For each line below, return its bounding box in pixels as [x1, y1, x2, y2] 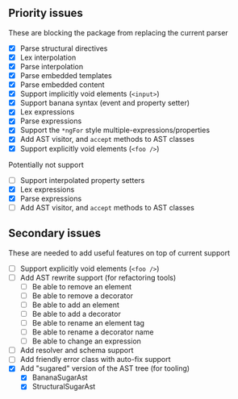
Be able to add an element [31, 300, 119, 310]
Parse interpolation [19, 61, 83, 71]
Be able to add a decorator [31, 309, 121, 318]
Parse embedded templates [19, 71, 113, 80]
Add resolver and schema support [19, 346, 134, 355]
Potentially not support [8, 160, 85, 169]
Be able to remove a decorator [31, 290, 133, 301]
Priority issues [8, 6, 83, 20]
